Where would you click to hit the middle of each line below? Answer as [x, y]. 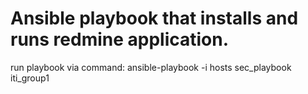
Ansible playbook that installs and [154, 18]
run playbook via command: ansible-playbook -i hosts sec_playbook [151, 67]
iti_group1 [30, 78]
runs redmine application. [120, 39]
